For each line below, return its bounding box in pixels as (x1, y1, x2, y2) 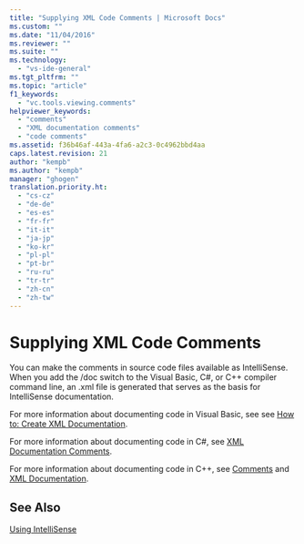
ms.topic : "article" (9, 81, 88, 90)
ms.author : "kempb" (9, 166, 84, 175)
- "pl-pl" (17, 251, 55, 260)
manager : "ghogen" (9, 174, 79, 183)
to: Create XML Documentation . (9, 418, 128, 429)
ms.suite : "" (9, 47, 59, 56)
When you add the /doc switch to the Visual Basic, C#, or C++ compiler (9, 372, 278, 383)
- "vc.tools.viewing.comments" (17, 98, 137, 108)
